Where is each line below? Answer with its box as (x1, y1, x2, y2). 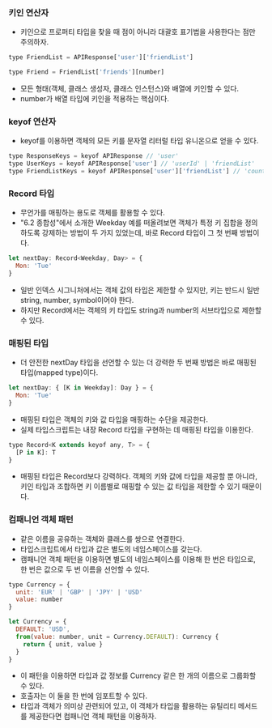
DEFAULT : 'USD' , (15, 625, 70, 633)
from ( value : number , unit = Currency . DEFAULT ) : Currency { (15, 632, 219, 641)
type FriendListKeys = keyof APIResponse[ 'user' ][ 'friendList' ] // (8, 168, 241, 176)
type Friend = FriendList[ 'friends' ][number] (8, 68, 164, 76)
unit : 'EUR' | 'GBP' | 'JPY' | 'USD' (15, 588, 143, 596)
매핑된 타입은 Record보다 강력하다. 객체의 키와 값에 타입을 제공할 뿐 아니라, (19, 471, 257, 481)
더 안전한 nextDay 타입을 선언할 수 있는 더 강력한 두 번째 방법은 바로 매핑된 (19, 358, 257, 368)
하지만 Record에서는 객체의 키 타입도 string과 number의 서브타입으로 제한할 (19, 305, 261, 315)
